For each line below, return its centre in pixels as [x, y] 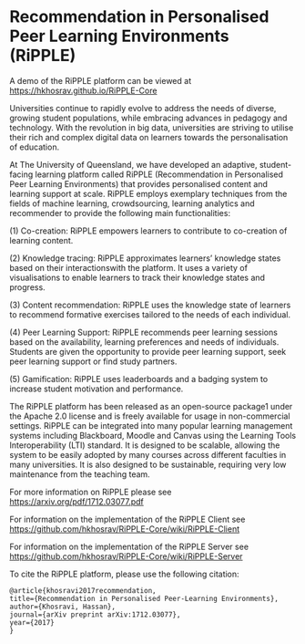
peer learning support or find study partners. [93, 361]
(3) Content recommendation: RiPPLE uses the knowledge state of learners [150, 305]
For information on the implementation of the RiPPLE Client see [127, 519]
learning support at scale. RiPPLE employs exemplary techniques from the [148, 193]
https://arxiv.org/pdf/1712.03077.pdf [76, 501]
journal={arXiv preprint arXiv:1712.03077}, [95, 614]
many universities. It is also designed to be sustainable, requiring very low [148, 464]
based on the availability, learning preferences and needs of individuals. [144, 342]
